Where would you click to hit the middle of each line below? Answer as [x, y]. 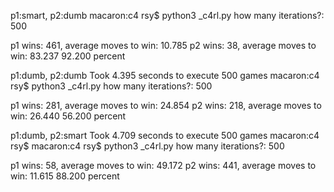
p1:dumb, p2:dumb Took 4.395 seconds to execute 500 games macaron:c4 [165, 75]
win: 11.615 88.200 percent [65, 176]
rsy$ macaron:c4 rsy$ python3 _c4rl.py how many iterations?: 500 [147, 146]
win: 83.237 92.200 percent [68, 56]
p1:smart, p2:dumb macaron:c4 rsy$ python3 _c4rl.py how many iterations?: [167, 15]
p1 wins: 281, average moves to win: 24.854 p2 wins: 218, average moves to [166, 105]
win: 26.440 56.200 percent [68, 116]
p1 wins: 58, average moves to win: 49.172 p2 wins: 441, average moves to [163, 165]
